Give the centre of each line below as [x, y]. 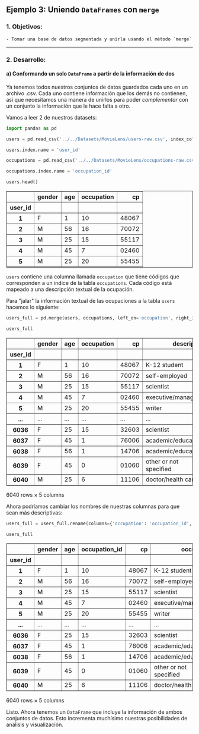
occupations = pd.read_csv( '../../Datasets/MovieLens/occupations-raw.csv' [102, 161]
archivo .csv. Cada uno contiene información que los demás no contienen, [97, 93]
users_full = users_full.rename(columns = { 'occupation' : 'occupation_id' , [99, 523]
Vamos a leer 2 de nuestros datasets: [52, 117]
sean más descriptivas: [34, 512]
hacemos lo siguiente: [33, 307]
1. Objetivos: [24, 27]
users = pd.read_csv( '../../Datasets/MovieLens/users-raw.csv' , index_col [100, 139]
